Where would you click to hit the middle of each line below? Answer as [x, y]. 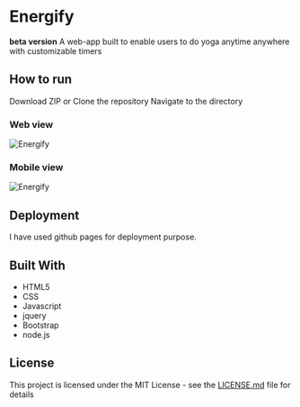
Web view [31, 124]
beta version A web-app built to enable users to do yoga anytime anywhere [150, 41]
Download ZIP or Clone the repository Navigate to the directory [126, 101]
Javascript [42, 306]
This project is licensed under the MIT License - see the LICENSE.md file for [150, 384]
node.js [36, 334]
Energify [42, 17]
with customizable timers [56, 50]
